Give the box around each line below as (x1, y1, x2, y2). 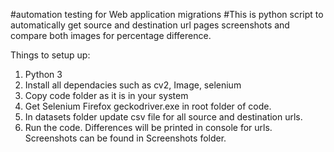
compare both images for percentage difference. (10, 30, 212, 41)
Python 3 (24, 69, 63, 80)
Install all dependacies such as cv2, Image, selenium (24, 79, 242, 91)
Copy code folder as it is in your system (24, 90, 189, 101)
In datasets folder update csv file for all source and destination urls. (24, 111, 303, 123)
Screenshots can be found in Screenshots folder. (24, 132, 227, 144)
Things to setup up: (10, 49, 91, 61)
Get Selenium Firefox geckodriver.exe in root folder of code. (24, 100, 272, 112)
